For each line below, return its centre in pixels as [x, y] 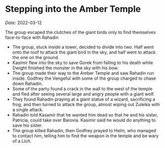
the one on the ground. [36, 57]
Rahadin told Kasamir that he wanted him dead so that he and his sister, [85, 115]
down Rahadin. [27, 83]
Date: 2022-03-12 [23, 23]
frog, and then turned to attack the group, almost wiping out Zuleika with [86, 104]
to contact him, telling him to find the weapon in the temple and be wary [85, 136]
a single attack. [28, 110]
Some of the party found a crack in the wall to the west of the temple [82, 89]
